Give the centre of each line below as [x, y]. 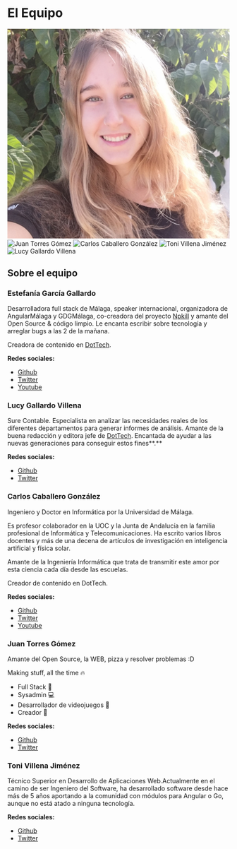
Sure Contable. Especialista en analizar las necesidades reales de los [108, 421]
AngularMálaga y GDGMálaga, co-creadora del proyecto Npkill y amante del [118, 316]
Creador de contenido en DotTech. [57, 583]
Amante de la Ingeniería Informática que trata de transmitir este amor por [114, 562]
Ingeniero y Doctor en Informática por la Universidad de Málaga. [101, 512]
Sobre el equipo [43, 273]
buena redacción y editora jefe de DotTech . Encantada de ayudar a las [110, 436]
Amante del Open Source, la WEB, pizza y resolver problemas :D [101, 659]
